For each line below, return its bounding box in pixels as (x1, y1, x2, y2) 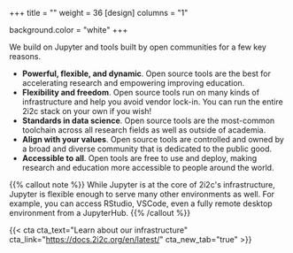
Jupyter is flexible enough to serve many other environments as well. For (9, 189, 275, 199)
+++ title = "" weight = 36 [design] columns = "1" (9, 8, 189, 18)
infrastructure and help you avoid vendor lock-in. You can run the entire (21, 96, 283, 107)
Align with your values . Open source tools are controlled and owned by (21, 134, 285, 144)
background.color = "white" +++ (9, 25, 128, 34)
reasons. (9, 51, 42, 61)
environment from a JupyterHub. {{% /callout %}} (9, 208, 191, 218)
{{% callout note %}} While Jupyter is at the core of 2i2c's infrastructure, (9, 180, 276, 189)
